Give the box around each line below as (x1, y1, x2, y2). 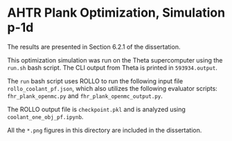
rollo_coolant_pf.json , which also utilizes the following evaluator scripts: (7, 84, 218, 92)
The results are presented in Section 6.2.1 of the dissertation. (7, 42, 181, 51)
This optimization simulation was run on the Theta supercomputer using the (7, 56, 223, 64)
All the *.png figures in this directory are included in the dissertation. (7, 126, 202, 134)
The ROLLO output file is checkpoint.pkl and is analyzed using (7, 105, 186, 113)
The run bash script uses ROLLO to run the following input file (7, 76, 184, 85)
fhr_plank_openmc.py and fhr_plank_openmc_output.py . (7, 92, 163, 100)
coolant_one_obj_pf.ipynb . (7, 113, 84, 121)
